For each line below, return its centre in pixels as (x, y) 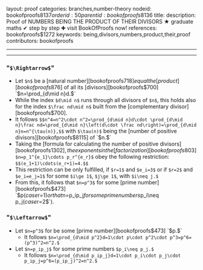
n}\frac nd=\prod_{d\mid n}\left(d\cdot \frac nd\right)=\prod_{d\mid (106, 125)
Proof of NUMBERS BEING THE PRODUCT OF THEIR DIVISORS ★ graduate (100, 21)
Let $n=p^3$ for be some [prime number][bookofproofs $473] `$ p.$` (98, 230)
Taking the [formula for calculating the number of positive (87, 144)
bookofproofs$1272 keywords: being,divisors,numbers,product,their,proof (98, 34)
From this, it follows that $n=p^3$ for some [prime (76, 182)
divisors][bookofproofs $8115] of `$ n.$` (63, 138)
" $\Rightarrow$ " (30, 68)
